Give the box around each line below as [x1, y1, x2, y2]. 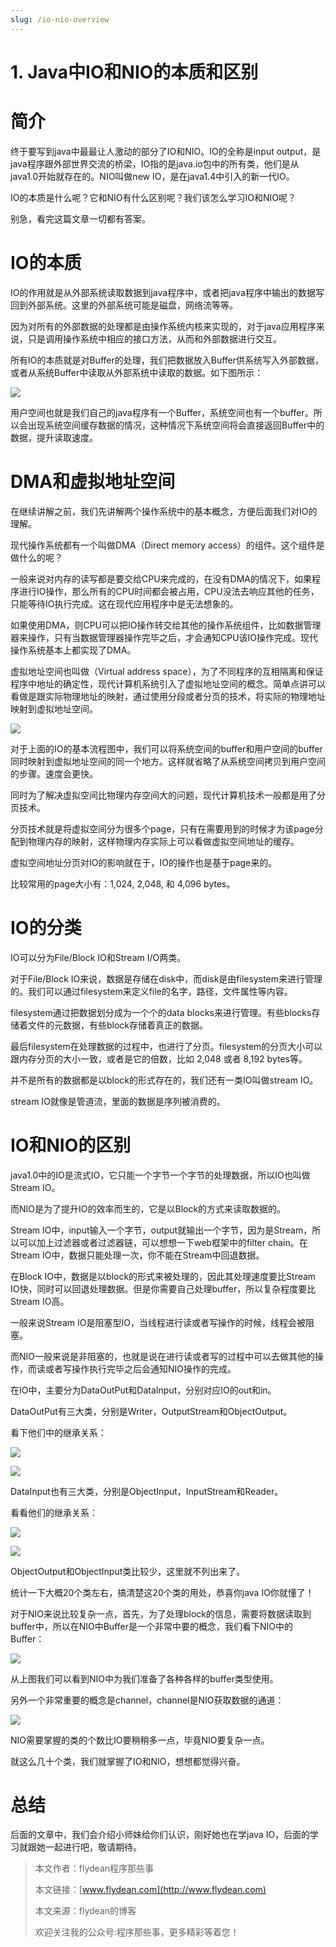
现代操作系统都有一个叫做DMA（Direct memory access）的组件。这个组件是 [10, 539, 325, 551]
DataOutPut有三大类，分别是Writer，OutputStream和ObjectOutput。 [10, 1405, 293, 1417]
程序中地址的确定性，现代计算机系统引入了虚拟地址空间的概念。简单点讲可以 [10, 677, 326, 690]
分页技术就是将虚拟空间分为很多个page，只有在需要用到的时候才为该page [10, 822, 315, 835]
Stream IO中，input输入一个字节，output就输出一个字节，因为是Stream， [10, 1224, 313, 1236]
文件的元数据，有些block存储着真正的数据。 [27, 1019, 209, 1031]
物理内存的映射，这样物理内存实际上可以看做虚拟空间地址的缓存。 [27, 835, 300, 847]
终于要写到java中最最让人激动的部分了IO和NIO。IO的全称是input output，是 [10, 145, 322, 157]
